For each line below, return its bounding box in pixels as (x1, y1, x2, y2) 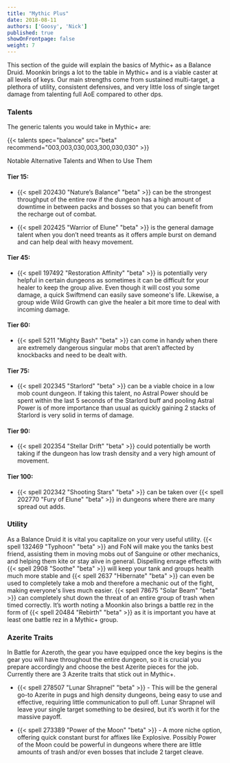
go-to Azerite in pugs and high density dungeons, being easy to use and (16, 691, 222, 699)
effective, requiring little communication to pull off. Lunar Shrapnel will (16, 698, 216, 707)
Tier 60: (7, 321, 31, 329)
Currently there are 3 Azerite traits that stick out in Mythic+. (7, 670, 176, 678)
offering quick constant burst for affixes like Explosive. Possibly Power (16, 733, 216, 742)
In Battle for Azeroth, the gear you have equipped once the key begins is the (7, 648, 223, 656)
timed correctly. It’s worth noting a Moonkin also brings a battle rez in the (7, 601, 214, 609)
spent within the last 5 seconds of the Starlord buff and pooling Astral (16, 397, 214, 405)
